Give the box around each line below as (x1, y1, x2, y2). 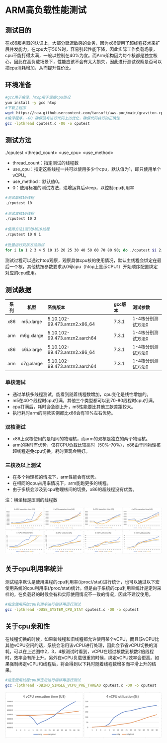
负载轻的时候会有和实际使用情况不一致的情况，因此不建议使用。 (22, 591, 153, 597)
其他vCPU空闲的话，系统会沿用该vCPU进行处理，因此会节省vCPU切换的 (5, 642, 154, 649)
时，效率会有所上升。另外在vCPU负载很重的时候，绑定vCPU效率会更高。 (5, 655, 155, 661)
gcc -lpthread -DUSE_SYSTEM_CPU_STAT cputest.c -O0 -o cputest (5, 607, 139, 612)
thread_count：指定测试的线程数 (12, 160, 79, 165)
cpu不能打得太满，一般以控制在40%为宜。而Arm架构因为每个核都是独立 (5, 53, 153, 58)
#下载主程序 (5, 105, 26, 110)
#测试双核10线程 (5, 211, 34, 216)
